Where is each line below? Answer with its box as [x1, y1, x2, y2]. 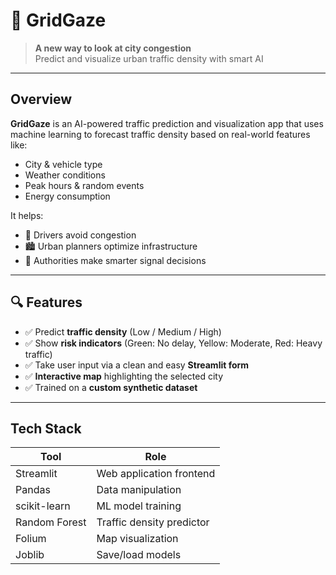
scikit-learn [15, 499, 71, 513]
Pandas [15, 483, 51, 497]
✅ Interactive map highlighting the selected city [24, 370, 224, 382]
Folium [15, 532, 47, 546]
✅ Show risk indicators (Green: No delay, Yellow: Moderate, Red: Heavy [24, 337, 323, 349]
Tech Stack [10, 420, 82, 437]
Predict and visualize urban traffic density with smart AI [34, 52, 264, 64]
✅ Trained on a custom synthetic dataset [24, 381, 198, 393]
